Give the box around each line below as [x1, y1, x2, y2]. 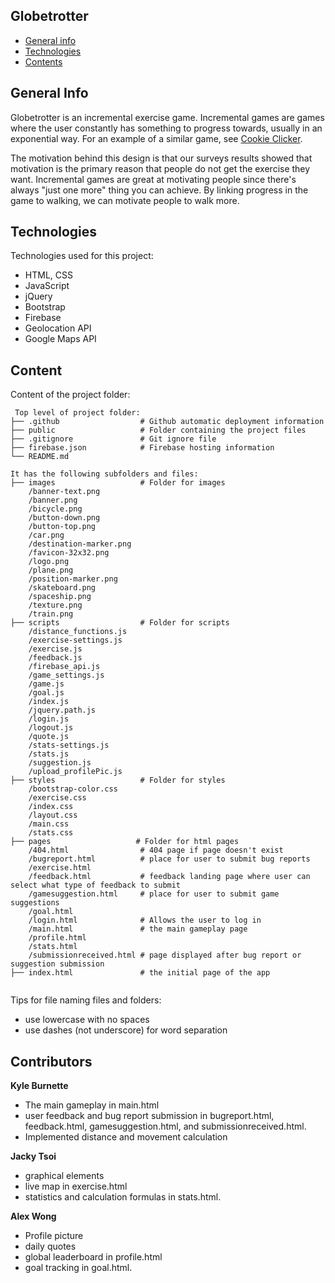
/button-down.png [28, 513, 101, 523]
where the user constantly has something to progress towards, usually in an [10, 122, 323, 134]
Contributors [10, 1053, 93, 1070]
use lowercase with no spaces [24, 1014, 150, 1026]
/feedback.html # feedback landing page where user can [28, 872, 311, 882]
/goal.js [28, 688, 65, 698]
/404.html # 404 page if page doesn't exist [28, 845, 284, 856]
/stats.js [28, 749, 70, 759]
